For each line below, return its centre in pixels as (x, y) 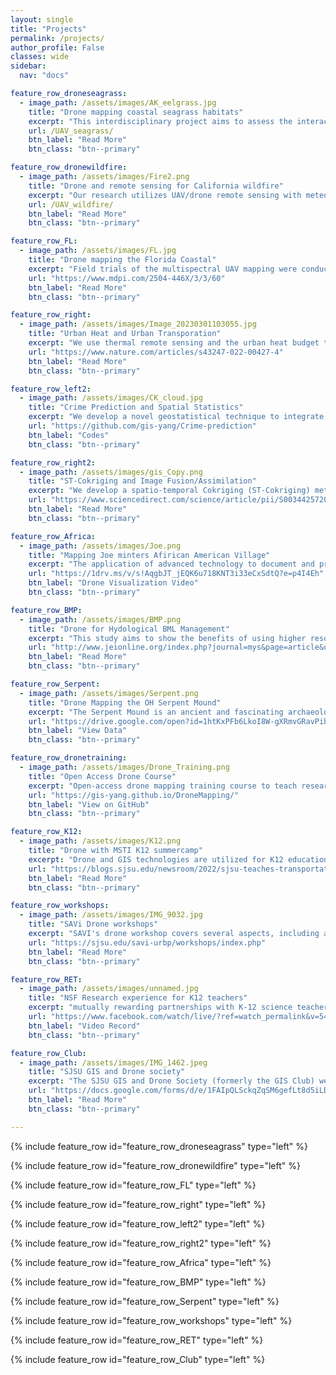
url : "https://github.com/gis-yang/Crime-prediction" (142, 426)
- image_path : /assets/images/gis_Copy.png (111, 472)
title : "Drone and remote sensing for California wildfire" (156, 186)
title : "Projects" (48, 29)
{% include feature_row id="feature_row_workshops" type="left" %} (151, 1320)
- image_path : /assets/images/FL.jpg (98, 251)
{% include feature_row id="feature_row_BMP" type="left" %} (138, 1282)
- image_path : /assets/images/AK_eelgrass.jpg (118, 102)
